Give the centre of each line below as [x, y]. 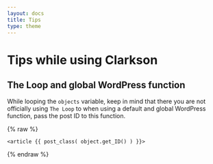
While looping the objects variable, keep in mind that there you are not [106, 101]
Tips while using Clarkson [83, 60]
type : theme [24, 26]
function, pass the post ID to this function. [66, 116]
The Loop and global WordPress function [96, 85]
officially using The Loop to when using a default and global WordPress [106, 109]
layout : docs [26, 13]
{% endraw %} [28, 154]
